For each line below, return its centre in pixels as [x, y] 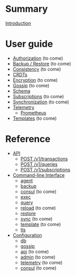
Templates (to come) [35, 118]
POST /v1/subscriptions [45, 170]
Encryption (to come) [35, 80]
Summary [26, 9]
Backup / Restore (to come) [42, 63]
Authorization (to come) [38, 58]
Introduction [18, 23]
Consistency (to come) [37, 69]
